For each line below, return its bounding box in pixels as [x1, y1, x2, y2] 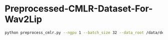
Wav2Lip [5, 13, 42, 25]
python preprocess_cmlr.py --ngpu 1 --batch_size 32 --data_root [5, 30, 144, 35]
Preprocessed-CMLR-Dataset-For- [5, 3, 153, 14]
